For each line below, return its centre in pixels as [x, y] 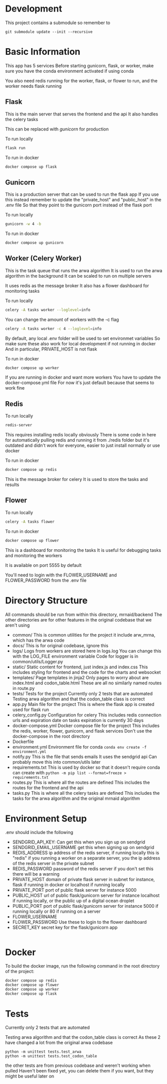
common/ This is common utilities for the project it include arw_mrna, [84, 635]
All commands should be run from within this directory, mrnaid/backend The [84, 614]
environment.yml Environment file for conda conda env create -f [79, 747]
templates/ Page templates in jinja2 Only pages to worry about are [80, 677]
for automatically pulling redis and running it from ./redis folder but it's [77, 440]
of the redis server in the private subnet [53, 864]
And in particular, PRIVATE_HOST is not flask [51, 349]
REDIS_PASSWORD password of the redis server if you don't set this [83, 869]
